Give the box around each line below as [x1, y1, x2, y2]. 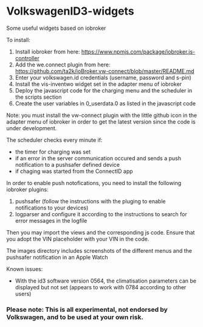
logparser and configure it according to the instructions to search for [15, 210, 187, 217]
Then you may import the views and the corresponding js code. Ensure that [6, 228, 195, 236]
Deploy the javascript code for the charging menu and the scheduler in [15, 86, 193, 94]
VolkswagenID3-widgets [6, 4, 135, 18]
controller [15, 54, 40, 62]
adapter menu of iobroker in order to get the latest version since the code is [6, 118, 196, 125]
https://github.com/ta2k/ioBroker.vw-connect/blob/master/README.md [15, 67, 194, 74]
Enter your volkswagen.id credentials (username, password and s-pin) [15, 74, 191, 81]
